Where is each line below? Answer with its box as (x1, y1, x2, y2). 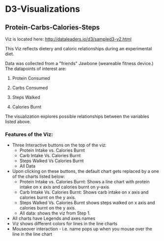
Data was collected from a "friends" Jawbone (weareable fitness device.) (5, 61, 154, 66)
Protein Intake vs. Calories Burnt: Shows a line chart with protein (19, 179, 150, 185)
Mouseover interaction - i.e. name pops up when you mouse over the (12, 226, 152, 232)
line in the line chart (12, 231, 53, 237)
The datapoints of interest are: (5, 66, 66, 71)
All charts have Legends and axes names (12, 215, 96, 221)
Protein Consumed (12, 75, 50, 81)
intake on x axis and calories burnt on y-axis (19, 184, 109, 190)
